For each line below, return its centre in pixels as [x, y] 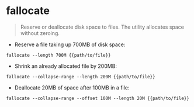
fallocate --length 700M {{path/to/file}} [58, 55]
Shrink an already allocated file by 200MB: [66, 66]
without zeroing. [40, 33]
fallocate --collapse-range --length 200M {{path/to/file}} [81, 77]
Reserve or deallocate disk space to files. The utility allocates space [102, 27]
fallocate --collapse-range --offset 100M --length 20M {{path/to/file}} [98, 98]
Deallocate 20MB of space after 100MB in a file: [72, 87]
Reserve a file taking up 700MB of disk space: [70, 44]
